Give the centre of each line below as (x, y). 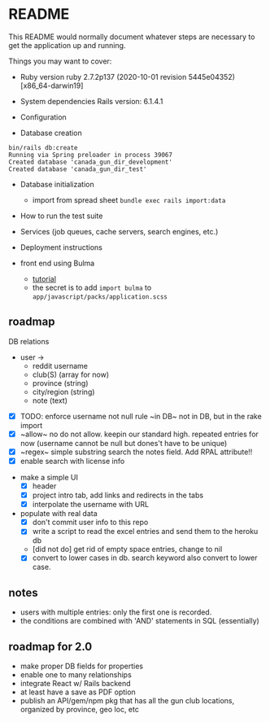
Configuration (43, 117)
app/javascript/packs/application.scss (100, 297)
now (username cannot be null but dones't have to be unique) (124, 443)
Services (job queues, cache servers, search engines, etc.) (119, 231)
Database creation (51, 133)
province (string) (60, 383)
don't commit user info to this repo (90, 523)
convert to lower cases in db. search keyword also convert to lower (145, 558)
